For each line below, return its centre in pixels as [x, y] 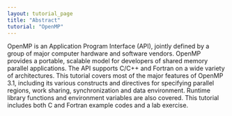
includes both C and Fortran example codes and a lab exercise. [98, 106]
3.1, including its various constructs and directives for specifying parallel [111, 83]
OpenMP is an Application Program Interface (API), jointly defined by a [108, 47]
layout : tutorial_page [40, 14]
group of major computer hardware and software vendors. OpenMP [104, 53]
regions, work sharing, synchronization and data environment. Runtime [109, 90]
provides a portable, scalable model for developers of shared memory [108, 61]
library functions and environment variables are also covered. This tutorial [113, 98]
